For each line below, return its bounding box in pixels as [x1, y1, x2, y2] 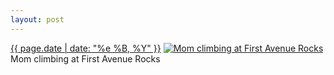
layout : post [10, 14, 65, 25]
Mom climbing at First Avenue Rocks [10, 52, 161, 65]
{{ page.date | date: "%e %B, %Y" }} [10, 42, 162, 54]
